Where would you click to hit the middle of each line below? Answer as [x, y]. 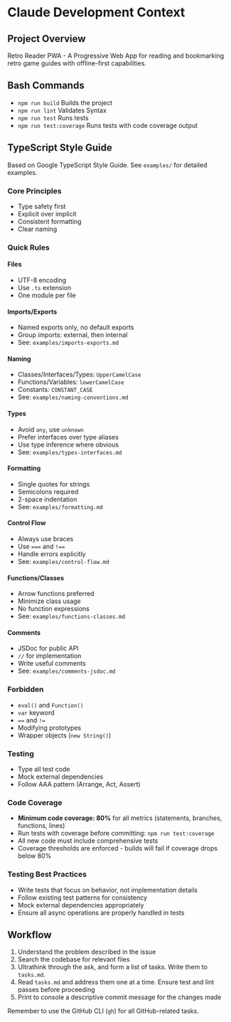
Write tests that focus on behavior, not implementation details [107, 890]
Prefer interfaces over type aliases [68, 437]
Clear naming [37, 229]
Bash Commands [46, 86]
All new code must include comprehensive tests [88, 841]
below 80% [34, 856]
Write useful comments [52, 664]
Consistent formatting [49, 221]
